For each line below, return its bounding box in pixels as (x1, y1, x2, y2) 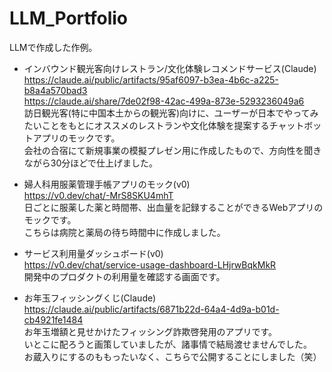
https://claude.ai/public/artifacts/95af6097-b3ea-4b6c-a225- (23, 73, 279, 86)
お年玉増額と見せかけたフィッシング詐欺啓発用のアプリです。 (23, 325, 278, 337)
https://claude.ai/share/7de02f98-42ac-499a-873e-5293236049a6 (23, 95, 305, 107)
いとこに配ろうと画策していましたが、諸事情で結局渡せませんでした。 (23, 338, 312, 350)
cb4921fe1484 (23, 313, 84, 326)
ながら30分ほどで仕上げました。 (23, 157, 158, 169)
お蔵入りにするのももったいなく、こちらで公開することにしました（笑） (23, 350, 322, 362)
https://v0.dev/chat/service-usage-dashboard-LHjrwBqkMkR (23, 258, 277, 271)
